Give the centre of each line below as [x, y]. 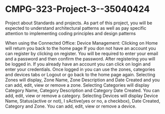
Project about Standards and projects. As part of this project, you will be [79, 23]
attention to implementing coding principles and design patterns [71, 33]
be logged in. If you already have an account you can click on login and [78, 64]
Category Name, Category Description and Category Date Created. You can [82, 90]
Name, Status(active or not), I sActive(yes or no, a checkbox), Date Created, [83, 101]
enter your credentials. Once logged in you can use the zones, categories [80, 69]
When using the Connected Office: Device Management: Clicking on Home [82, 43]
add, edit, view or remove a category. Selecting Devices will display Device [82, 96]
